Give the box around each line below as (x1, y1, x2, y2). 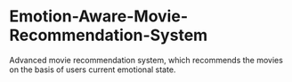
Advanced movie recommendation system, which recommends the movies (9, 54, 283, 65)
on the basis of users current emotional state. (9, 64, 176, 75)
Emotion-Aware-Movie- (9, 6, 189, 27)
